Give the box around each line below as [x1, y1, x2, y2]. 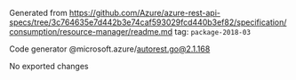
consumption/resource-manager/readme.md [9, 27, 173, 36]
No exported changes [9, 61, 89, 71]
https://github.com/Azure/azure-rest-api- [69, 8, 220, 18]
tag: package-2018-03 [174, 27, 252, 36]
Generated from [9, 8, 68, 18]
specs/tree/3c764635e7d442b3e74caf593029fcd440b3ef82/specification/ [9, 17, 287, 28]
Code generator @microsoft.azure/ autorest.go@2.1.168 [9, 44, 211, 54]
